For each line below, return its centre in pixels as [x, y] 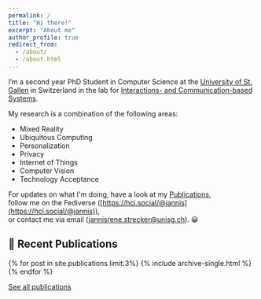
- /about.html [38, 60]
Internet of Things [49, 162]
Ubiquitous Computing [56, 137]
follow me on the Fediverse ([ [55, 202]
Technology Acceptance [59, 179]
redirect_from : [33, 45]
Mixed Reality [42, 129]
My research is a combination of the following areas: [93, 113]
